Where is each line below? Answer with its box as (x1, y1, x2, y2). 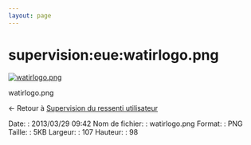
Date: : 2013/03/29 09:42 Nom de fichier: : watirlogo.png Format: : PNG (8, 119, 243, 128)
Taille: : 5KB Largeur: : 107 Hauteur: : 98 (8, 127, 139, 136)
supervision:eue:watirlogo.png (8, 45, 219, 64)
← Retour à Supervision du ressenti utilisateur (8, 103, 159, 112)
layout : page (8, 11, 52, 20)
